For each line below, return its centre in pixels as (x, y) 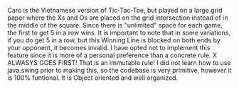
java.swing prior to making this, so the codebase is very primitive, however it (119, 70)
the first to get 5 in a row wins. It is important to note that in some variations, (119, 32)
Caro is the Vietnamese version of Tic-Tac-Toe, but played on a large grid (115, 10)
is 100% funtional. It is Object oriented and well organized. (93, 78)
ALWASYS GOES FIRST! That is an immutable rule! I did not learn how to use (119, 63)
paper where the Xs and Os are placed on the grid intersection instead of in (118, 18)
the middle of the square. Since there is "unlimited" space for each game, (115, 25)
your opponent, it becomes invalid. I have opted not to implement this (109, 48)
